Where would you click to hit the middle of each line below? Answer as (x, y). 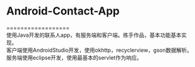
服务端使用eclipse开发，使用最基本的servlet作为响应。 (74, 57)
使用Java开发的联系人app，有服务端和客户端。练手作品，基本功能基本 (94, 35)
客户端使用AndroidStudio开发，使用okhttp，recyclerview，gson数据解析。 (99, 50)
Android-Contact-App (63, 11)
